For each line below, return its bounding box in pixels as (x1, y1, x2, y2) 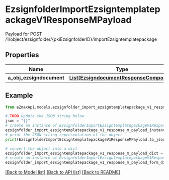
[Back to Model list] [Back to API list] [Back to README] (5, 169, 121, 175)
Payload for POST (5, 31, 42, 37)
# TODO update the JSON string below (5, 114, 84, 119)
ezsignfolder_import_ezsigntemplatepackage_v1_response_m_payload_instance (5, 128, 167, 133)
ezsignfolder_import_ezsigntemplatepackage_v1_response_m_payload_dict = (5, 151, 163, 156)
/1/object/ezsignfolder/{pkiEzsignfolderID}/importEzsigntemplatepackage (5, 36, 157, 42)
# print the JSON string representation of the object (5, 132, 123, 137)
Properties (5, 51, 39, 59)
